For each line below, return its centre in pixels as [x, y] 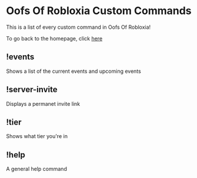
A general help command [37, 169]
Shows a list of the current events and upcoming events [74, 71]
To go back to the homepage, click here [54, 38]
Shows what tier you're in [37, 136]
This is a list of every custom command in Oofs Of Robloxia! [79, 27]
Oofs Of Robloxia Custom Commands [99, 11]
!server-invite [32, 90]
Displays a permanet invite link [43, 103]
